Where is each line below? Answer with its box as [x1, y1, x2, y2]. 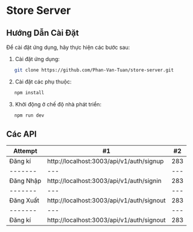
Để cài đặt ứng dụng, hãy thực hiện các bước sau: [6, 43, 130, 51]
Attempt [13, 147, 37, 155]
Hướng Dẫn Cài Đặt [6, 28, 80, 38]
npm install [14, 89, 45, 95]
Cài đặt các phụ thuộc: [14, 78, 72, 85]
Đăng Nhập [9, 176, 42, 185]
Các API [6, 129, 37, 140]
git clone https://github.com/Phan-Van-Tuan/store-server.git [14, 67, 174, 73]
